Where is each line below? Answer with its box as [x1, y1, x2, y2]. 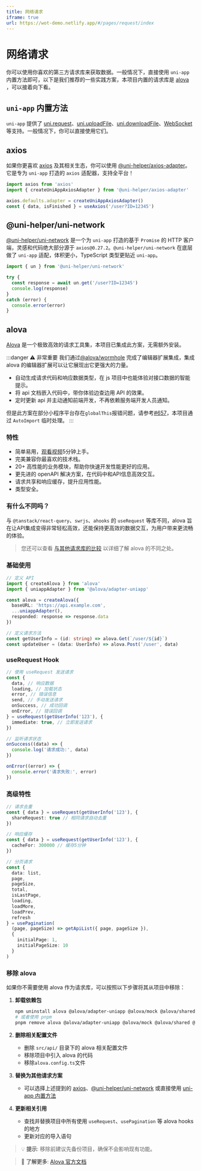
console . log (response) [11, 286, 68, 292]
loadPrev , [11, 909, 36, 915]
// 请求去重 [6, 803, 33, 810]
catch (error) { [6, 296, 47, 303]
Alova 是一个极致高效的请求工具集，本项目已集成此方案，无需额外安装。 [6, 341, 185, 349]
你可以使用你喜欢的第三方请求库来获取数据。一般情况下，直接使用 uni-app [6, 68, 190, 76]
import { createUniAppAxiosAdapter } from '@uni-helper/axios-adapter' [6, 187, 189, 193]
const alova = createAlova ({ [6, 597, 79, 603]
